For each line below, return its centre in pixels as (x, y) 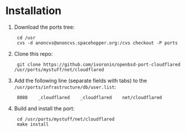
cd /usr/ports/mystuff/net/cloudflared (66, 119)
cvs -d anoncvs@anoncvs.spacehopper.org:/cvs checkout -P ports (97, 43)
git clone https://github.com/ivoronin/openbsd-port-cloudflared (99, 65)
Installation (34, 11)
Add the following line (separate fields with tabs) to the (81, 80)
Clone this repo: (33, 53)
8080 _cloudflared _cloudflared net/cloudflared (89, 97)
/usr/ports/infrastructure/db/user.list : (65, 87)
